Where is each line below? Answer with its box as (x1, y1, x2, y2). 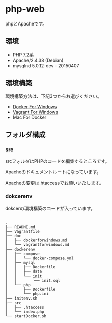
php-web (5, 3, 45, 15)
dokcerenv (5, 193, 33, 200)
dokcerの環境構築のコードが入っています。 (5, 205, 95, 211)
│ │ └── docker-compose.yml (5, 256, 74, 261)
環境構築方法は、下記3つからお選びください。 (5, 93, 102, 100)
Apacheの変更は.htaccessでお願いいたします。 (5, 180, 104, 186)
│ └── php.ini (5, 291, 49, 296)
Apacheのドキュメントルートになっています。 (5, 169, 101, 175)
